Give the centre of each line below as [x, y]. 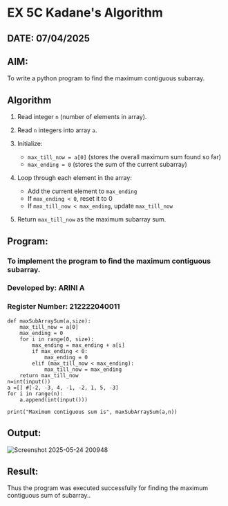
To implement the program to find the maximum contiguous [109, 261]
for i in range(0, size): [57, 339]
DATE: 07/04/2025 [49, 38]
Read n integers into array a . [57, 130]
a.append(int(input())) [54, 399]
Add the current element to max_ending [82, 191]
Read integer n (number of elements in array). [82, 117]
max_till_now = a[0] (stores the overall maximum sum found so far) [124, 157]
